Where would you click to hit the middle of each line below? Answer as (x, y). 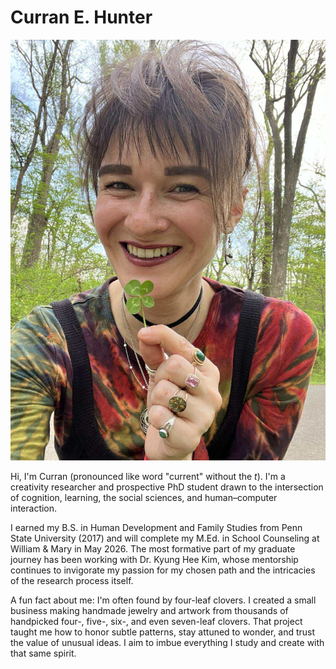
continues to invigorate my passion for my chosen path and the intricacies (163, 570)
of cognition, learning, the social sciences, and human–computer (144, 497)
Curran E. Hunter (81, 17)
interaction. (34, 508)
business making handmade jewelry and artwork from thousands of (149, 610)
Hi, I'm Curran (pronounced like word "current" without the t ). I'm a (148, 476)
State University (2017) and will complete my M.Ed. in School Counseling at (165, 538)
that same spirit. (43, 653)
